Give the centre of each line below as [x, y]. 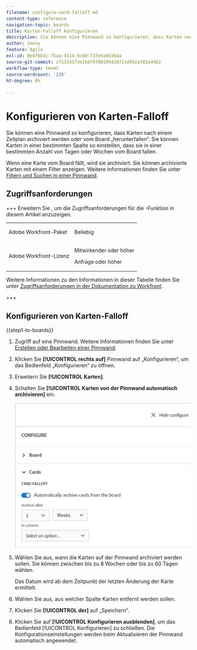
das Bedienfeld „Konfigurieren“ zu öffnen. [65, 366]
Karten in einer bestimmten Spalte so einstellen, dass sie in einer [84, 145]
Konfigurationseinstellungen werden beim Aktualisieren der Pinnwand [98, 634]
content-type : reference [36, 19]
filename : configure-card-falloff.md [52, 12]
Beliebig [84, 232]
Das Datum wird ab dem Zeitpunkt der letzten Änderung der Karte [94, 581]
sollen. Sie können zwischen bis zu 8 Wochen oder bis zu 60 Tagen [96, 564]
